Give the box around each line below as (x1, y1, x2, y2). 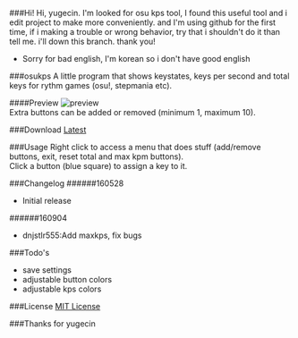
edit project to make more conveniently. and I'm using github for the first (9, 17, 276, 28)
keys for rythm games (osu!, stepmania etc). (9, 80, 173, 90)
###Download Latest (9, 124, 87, 135)
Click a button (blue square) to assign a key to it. (9, 161, 188, 171)
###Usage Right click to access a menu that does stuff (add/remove (9, 142, 261, 152)
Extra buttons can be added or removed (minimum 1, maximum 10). (9, 107, 257, 117)
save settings (21, 265, 72, 275)
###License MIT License (9, 301, 101, 311)
